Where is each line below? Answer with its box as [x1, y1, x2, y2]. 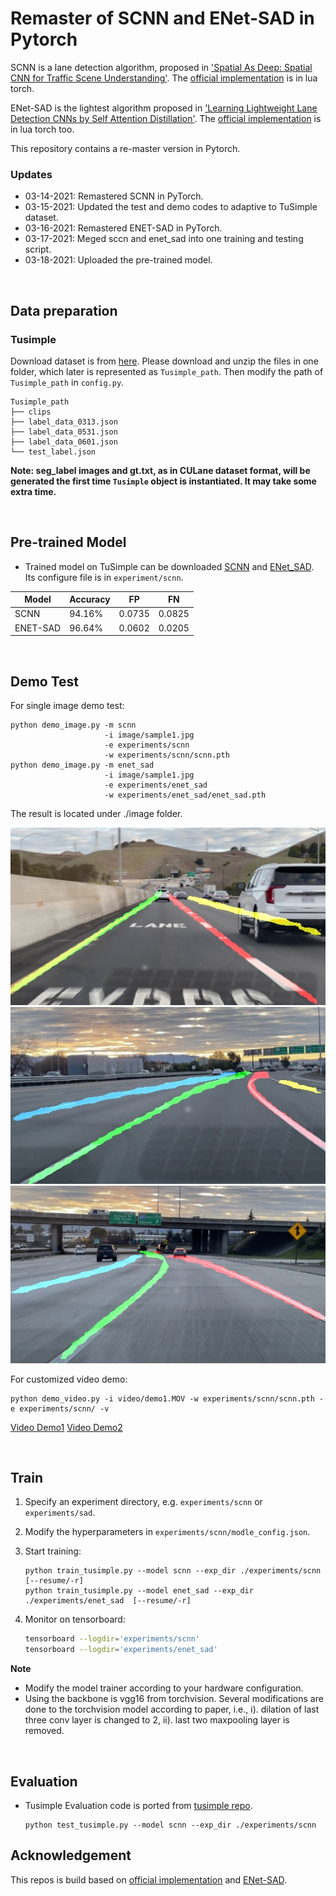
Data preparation [10, 302, 118, 319]
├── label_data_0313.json [10, 417, 118, 427]
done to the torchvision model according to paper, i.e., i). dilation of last [24, 1703, 320, 1716]
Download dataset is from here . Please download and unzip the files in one [10, 355, 319, 367]
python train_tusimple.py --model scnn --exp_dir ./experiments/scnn [24, 1566, 322, 1576]
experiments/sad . [24, 1507, 96, 1519]
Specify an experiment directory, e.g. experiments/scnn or [24, 1496, 263, 1508]
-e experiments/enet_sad [104, 780, 208, 791]
